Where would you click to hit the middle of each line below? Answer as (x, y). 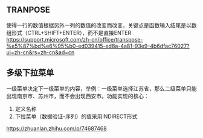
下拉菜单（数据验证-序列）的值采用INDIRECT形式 (76, 116)
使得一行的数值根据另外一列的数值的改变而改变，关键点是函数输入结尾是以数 (101, 25)
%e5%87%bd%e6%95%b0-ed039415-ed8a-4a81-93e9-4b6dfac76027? (98, 46)
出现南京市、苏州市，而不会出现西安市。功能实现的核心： (78, 96)
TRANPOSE (28, 10)
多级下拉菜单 (30, 73)
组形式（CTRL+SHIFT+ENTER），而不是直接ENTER (69, 33)
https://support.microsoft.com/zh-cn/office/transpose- (75, 39)
